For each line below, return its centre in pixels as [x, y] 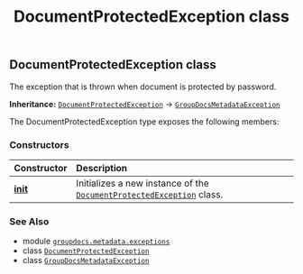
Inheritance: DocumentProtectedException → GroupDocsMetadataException [145, 104]
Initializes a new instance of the [142, 183]
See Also [29, 221]
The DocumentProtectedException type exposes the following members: [144, 121]
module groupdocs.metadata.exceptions [96, 242]
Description [102, 168]
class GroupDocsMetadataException [86, 260]
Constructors [39, 144]
